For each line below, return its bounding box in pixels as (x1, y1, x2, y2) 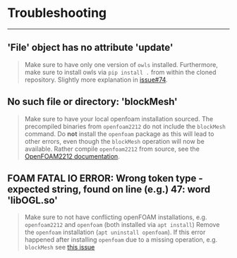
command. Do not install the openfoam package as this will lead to (24, 129, 214, 138)
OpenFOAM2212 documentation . (24, 152, 120, 160)
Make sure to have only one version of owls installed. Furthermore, (24, 60, 219, 68)
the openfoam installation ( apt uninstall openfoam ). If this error (24, 228, 206, 237)
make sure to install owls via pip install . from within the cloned (24, 68, 217, 76)
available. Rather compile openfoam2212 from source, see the (24, 145, 200, 153)
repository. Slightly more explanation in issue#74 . (24, 75, 168, 84)
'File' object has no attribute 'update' (7, 42, 174, 54)
